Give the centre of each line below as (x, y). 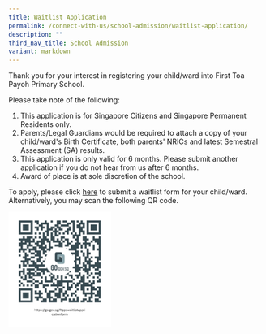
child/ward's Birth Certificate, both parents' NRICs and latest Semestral (139, 141)
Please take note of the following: (64, 100)
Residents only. (45, 124)
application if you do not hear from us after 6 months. (109, 167)
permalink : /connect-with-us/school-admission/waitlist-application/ (129, 26)
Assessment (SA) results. (62, 150)
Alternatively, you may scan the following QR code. (93, 201)
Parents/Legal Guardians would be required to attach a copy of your (133, 133)
